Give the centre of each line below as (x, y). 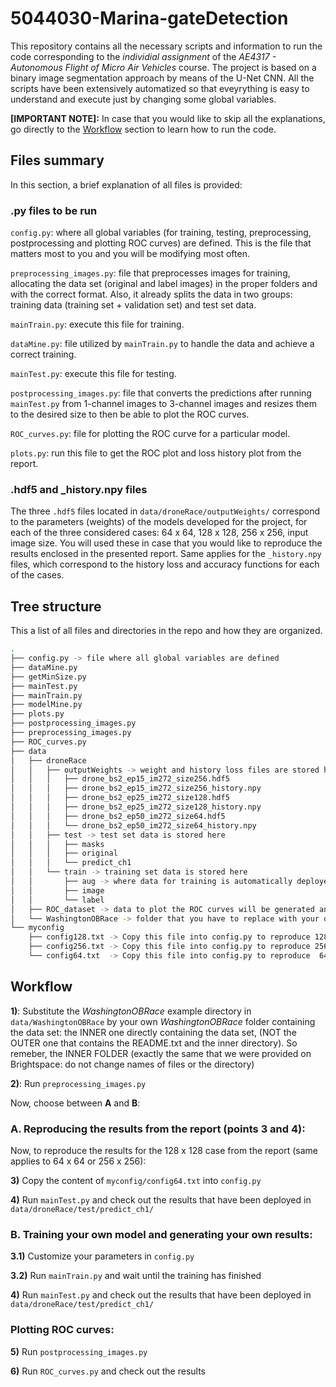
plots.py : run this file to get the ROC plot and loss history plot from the (156, 453)
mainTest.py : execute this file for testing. (93, 374)
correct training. (43, 354)
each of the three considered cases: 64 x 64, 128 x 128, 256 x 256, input (159, 533)
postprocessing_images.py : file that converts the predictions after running (161, 393)
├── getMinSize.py (48, 677)
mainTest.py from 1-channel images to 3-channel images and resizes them (163, 404)
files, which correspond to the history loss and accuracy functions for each (165, 564)
